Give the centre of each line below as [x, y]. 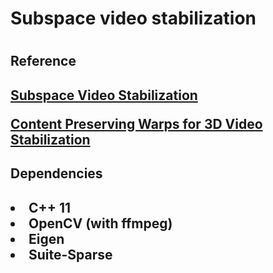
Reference [43, 61]
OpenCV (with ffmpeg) [100, 223]
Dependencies [56, 173]
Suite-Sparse [70, 254]
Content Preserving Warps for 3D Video [136, 123]
